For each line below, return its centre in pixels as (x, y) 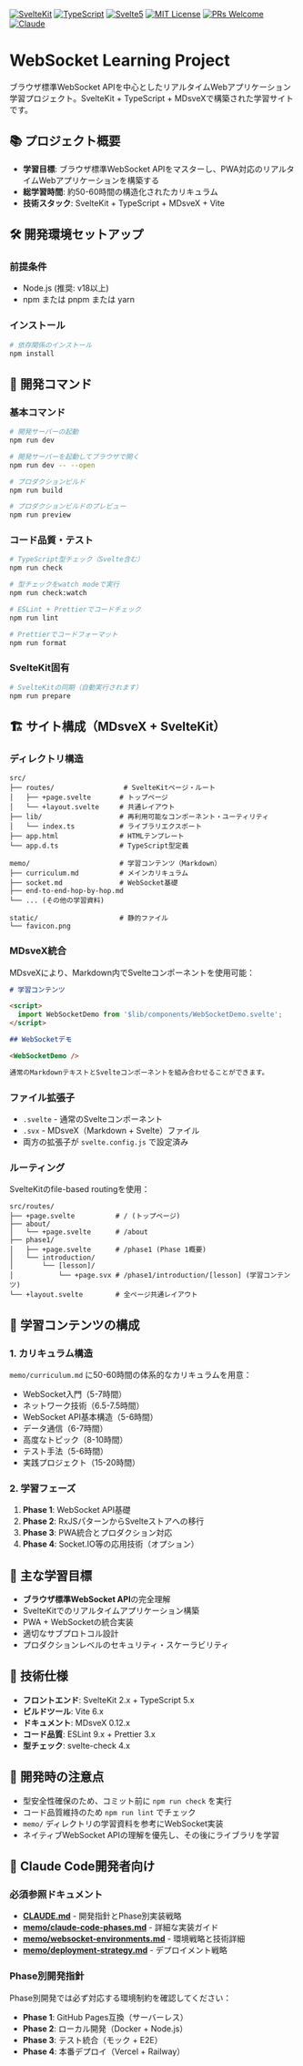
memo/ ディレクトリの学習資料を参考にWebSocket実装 (123, 1824)
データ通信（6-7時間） (65, 1428)
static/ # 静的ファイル (89, 919)
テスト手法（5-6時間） (66, 1451)
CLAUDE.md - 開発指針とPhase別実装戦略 (102, 1916)
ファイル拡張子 (42, 1097)
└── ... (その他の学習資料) (57, 901)
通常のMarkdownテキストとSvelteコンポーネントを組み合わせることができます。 (139, 1072)
